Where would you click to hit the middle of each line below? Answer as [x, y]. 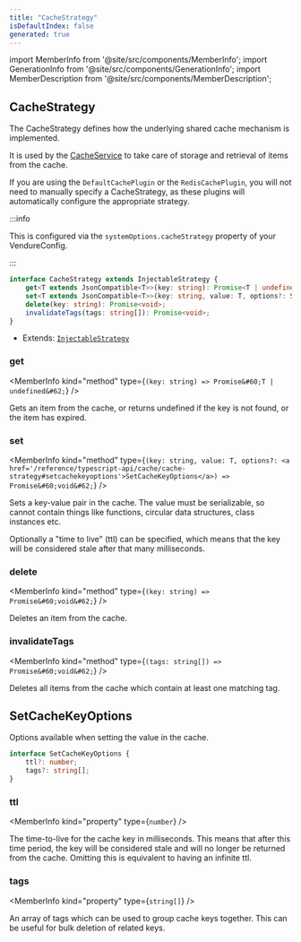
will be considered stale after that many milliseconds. [107, 549]
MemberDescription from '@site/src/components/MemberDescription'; [140, 79]
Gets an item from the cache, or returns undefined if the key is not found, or [149, 408]
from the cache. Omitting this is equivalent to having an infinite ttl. [131, 858]
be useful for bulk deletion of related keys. [87, 928]
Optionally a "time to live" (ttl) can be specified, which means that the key [145, 540]
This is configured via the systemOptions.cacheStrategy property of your [142, 236]
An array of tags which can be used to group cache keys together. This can [149, 918]
